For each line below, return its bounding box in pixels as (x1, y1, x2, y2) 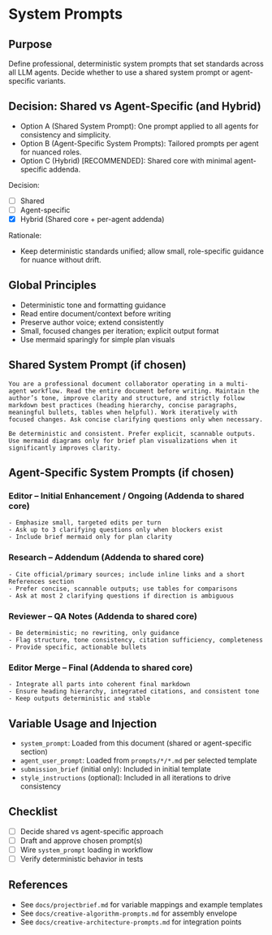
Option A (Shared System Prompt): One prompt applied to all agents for (19, 121, 259, 131)
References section (8, 577, 75, 585)
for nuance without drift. (19, 255, 101, 264)
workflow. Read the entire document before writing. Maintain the (29, 387, 260, 395)
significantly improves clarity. (8, 444, 122, 452)
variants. (37, 76, 67, 85)
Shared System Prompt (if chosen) (8, 359, 187, 372)
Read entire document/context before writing (19, 308, 171, 318)
